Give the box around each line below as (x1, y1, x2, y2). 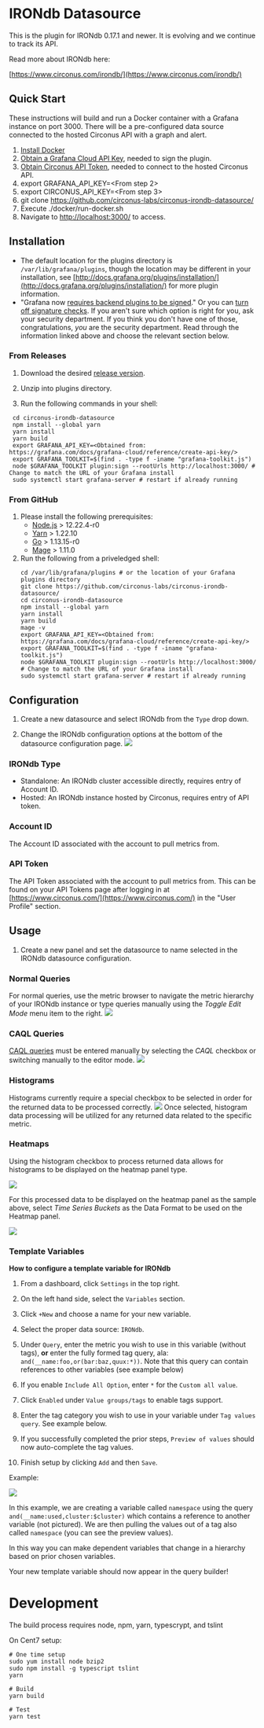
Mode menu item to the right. (9, 1008, 103, 1018)
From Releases (9, 351, 67, 362)
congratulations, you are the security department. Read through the (20, 322, 240, 332)
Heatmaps (9, 1138, 49, 1149)
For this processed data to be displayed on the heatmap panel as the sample (9, 1194, 257, 1204)
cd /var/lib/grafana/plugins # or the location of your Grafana (20, 569, 236, 577)
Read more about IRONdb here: (9, 54, 111, 64)
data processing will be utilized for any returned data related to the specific (9, 1110, 252, 1120)
